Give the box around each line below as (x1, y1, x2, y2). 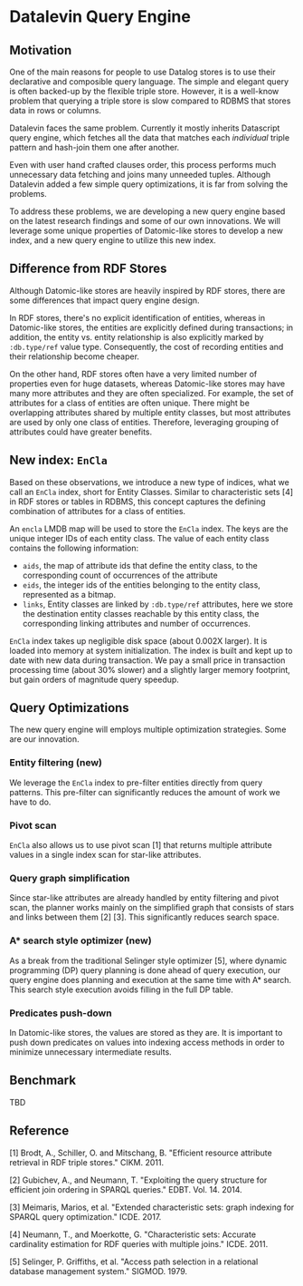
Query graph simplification (9, 872, 130, 884)
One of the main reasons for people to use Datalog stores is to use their (9, 66, 276, 77)
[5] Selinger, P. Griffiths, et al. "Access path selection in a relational (9, 1256, 259, 1267)
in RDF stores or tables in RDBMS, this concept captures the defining (9, 496, 266, 507)
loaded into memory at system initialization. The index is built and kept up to (9, 645, 293, 656)
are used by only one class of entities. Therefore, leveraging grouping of (9, 416, 279, 427)
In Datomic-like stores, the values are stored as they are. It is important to (9, 1027, 283, 1038)
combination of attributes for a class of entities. (9, 505, 186, 516)
